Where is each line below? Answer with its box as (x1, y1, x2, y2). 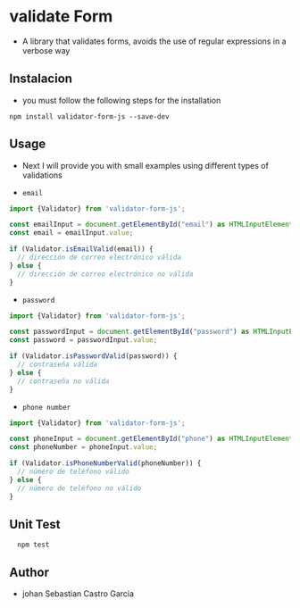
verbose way (21, 45, 71, 55)
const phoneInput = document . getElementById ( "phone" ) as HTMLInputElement (9, 435, 294, 444)
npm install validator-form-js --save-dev (9, 112, 170, 121)
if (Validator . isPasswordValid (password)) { (9, 352, 178, 361)
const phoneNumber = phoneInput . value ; (9, 443, 158, 452)
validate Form (9, 6, 113, 27)
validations (21, 170, 62, 180)
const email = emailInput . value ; (9, 229, 134, 237)
